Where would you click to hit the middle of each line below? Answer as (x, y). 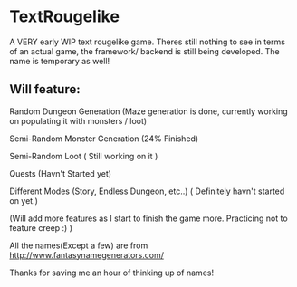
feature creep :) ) (41, 227)
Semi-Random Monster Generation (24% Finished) (104, 139)
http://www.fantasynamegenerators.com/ (87, 254)
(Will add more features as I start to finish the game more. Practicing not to (148, 218)
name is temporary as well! (60, 61)
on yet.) (24, 200)
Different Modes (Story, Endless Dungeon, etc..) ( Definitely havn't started (147, 191)
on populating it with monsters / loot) (78, 120)
